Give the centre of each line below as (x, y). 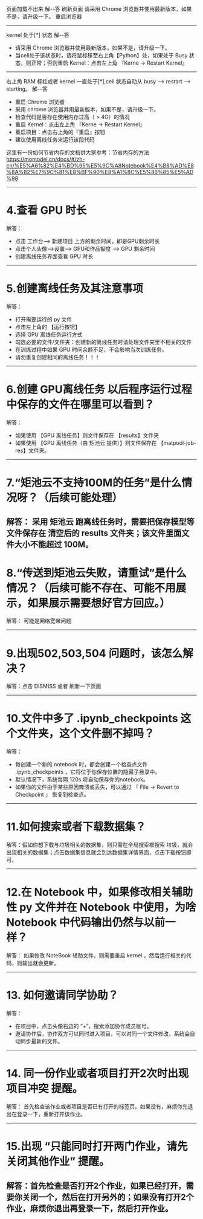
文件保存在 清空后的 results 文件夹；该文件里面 (94, 533)
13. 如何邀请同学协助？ (63, 995)
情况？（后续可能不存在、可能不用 (91, 588)
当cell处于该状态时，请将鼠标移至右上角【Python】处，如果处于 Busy (101, 55)
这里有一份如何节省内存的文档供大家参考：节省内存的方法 (78, 152)
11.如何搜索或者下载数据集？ (76, 827)
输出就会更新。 (40, 963)
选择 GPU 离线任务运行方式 (49, 334)
